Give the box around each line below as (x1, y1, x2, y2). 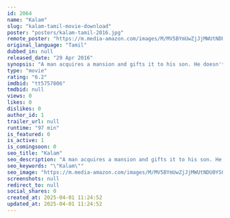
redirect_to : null (7, 182, 60, 189)
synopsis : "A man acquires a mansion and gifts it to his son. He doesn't (7, 61, 225, 68)
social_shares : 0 (7, 188, 57, 195)
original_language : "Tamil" (7, 42, 88, 49)
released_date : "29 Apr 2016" (7, 55, 94, 62)
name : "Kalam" (7, 16, 48, 23)
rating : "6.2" (7, 73, 48, 81)
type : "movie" (7, 67, 48, 74)
